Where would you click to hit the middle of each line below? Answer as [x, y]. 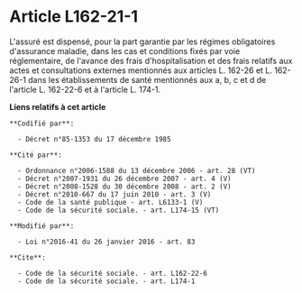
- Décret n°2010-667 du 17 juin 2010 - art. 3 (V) [114, 194]
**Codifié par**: [42, 124]
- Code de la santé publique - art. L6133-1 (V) [110, 202]
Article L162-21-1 [73, 17]
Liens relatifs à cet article [58, 106]
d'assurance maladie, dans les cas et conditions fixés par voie [125, 50]
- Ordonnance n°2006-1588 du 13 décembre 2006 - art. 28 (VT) [137, 170]
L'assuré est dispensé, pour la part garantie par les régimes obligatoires [142, 41]
